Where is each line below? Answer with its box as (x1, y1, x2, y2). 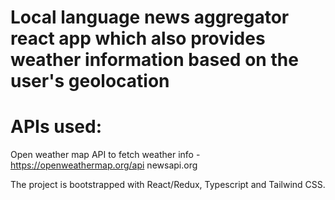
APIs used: (10, 116, 103, 138)
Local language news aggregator (10, 6, 290, 29)
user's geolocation (10, 70, 170, 93)
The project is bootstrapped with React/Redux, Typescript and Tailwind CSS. (10, 179, 326, 191)
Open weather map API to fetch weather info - (10, 149, 201, 161)
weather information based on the (10, 49, 299, 71)
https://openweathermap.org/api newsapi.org (10, 159, 198, 171)
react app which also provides (10, 27, 266, 50)
